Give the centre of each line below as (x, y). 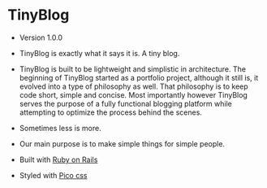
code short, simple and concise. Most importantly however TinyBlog (133, 94)
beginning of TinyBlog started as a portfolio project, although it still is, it (139, 77)
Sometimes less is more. (60, 128)
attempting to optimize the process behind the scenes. (110, 112)
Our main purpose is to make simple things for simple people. (122, 143)
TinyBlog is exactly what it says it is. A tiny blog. (99, 53)
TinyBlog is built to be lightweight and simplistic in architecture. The (133, 69)
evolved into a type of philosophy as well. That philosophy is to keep (133, 86)
